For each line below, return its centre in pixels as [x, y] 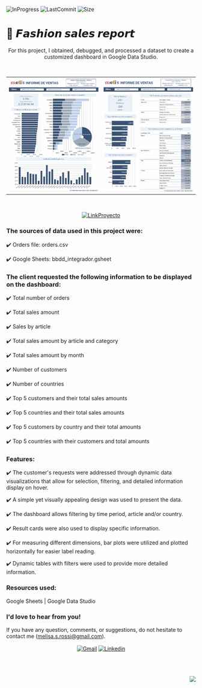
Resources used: [32, 588]
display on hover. [27, 488]
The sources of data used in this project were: [75, 231]
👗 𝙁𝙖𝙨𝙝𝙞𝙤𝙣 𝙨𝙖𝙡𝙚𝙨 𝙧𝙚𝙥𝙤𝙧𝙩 [71, 34]
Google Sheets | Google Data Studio [51, 601]
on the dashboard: [34, 284]
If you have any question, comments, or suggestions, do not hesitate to [94, 629]
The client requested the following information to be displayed [99, 276]
